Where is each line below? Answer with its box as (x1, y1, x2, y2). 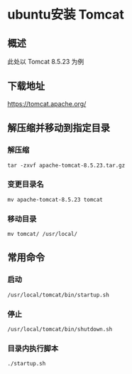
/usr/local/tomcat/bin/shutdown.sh (7, 326, 113, 333)
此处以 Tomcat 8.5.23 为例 (7, 58, 84, 66)
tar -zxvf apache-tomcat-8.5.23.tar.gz (7, 162, 126, 169)
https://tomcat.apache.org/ (7, 99, 87, 108)
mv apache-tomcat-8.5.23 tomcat (7, 196, 103, 203)
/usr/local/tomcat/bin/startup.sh (7, 291, 110, 298)
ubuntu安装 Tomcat (7, 6, 124, 23)
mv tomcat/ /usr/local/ (7, 231, 78, 238)
